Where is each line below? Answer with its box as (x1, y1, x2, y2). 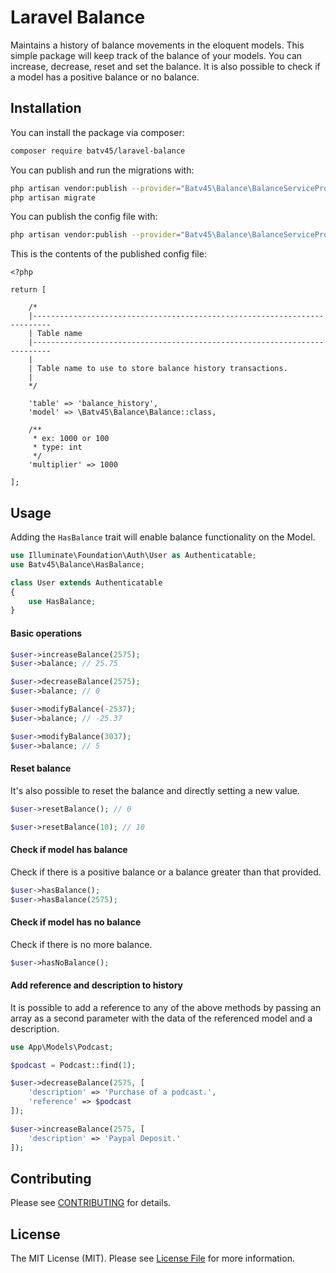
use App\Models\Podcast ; (10, 1042, 114, 1052)
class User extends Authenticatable (10, 577, 163, 588)
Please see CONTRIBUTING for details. (10, 1197, 172, 1209)
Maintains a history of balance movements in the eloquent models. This (10, 39, 305, 51)
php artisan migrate (10, 192, 97, 203)
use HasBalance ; (28, 596, 97, 606)
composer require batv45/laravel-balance (10, 146, 186, 156)
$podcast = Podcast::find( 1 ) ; (10, 1060, 137, 1070)
